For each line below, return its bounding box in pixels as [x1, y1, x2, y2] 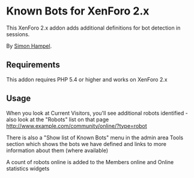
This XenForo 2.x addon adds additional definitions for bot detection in [6, 24, 181, 31]
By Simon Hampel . [6, 42, 52, 49]
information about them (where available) [6, 147, 109, 154]
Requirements [6, 60, 60, 70]
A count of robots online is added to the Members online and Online [6, 158, 174, 165]
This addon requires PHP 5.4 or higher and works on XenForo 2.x [6, 75, 168, 83]
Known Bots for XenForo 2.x [6, 4, 150, 18]
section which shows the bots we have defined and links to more [6, 140, 167, 147]
